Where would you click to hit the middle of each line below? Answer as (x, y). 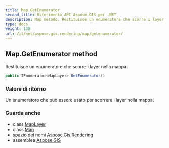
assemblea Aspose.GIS (37, 140)
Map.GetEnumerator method (51, 54)
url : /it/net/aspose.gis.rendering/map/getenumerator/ (64, 34)
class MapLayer (29, 124)
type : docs (17, 24)
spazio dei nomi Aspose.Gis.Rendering (53, 135)
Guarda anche (23, 113)
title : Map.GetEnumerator (32, 10)
